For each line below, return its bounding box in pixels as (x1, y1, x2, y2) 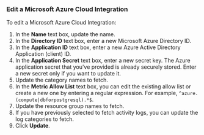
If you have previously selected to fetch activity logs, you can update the (15, 109, 199, 117)
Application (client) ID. (15, 50, 71, 58)
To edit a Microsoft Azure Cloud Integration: (6, 19, 117, 26)
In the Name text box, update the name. (15, 31, 115, 38)
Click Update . (15, 122, 50, 129)
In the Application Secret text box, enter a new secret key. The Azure (15, 57, 191, 64)
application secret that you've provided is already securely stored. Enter (15, 63, 197, 71)
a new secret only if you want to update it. (15, 70, 121, 77)
